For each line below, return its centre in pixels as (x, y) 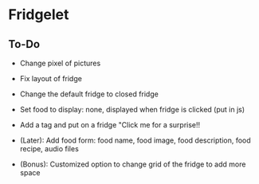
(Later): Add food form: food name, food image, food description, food (135, 140)
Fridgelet (39, 15)
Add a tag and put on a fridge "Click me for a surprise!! (110, 125)
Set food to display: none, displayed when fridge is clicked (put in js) (132, 110)
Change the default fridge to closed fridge (89, 94)
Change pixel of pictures (60, 63)
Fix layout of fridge (51, 78)
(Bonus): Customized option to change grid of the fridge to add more (133, 164)
